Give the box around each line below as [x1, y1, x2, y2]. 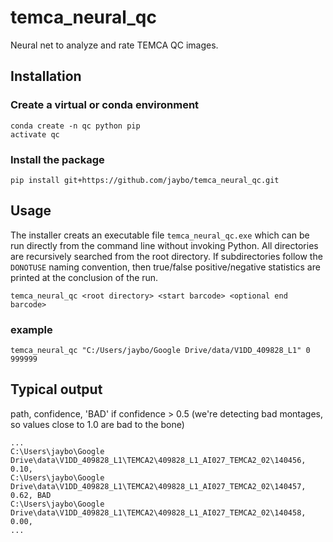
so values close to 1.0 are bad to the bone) [10, 418, 185, 430]
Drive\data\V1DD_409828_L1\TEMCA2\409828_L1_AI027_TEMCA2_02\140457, [10, 481, 307, 491]
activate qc [10, 129, 60, 140]
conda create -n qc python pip [10, 121, 141, 131]
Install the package [10, 152, 105, 166]
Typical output [10, 381, 103, 398]
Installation [10, 68, 82, 85]
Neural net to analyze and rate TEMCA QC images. [10, 39, 219, 51]
